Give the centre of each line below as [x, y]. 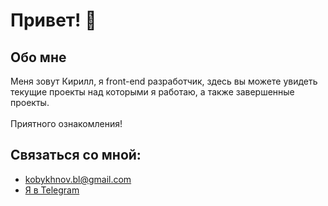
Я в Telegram [52, 190]
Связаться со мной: [76, 155]
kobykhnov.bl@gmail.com [78, 179]
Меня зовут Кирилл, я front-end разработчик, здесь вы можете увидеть [164, 81]
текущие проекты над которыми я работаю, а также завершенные [152, 92]
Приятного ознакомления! [66, 123]
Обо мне [38, 57]
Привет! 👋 [53, 20]
